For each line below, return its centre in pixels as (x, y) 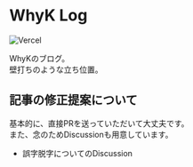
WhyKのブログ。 (40, 58)
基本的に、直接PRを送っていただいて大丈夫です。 (99, 123)
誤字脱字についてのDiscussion (77, 153)
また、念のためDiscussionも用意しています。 (91, 134)
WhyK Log (48, 16)
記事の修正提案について (73, 100)
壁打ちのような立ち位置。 (56, 69)
